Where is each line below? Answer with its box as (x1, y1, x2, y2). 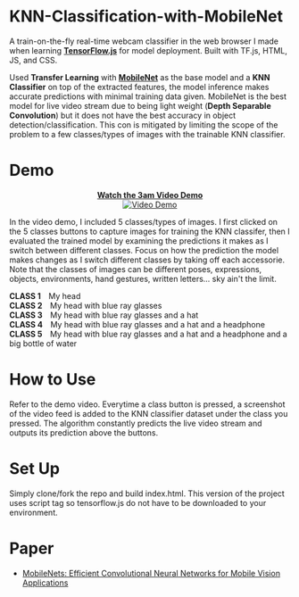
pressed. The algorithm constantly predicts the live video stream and (9, 418, 262, 428)
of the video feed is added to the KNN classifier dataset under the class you (9, 408, 288, 419)
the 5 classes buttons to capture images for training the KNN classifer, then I (9, 226, 290, 236)
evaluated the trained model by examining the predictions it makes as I (9, 235, 269, 246)
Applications (21, 577, 69, 588)
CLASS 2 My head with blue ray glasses (9, 300, 162, 311)
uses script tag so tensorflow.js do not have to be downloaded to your (9, 497, 267, 508)
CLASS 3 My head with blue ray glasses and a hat (9, 310, 199, 320)
